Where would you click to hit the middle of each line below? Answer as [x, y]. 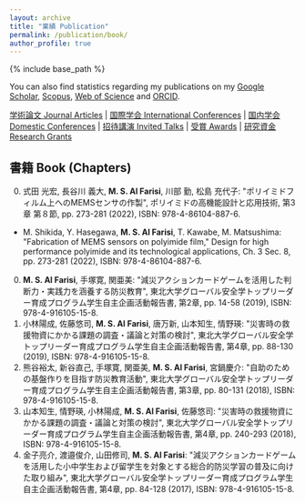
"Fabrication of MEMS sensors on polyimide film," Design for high [146, 242]
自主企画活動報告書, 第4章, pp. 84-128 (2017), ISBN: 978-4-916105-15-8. [158, 489]
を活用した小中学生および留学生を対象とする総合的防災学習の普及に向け [158, 467]
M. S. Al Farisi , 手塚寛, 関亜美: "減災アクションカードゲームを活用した [153, 280]
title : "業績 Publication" [59, 26]
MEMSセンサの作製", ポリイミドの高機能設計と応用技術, [175, 203]
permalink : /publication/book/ [69, 35]
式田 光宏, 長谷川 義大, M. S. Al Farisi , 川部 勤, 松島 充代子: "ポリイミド [154, 191]
